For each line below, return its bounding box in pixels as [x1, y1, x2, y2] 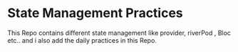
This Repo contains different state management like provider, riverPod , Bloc [7, 28, 232, 37]
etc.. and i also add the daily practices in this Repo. [7, 36, 157, 44]
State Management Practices [7, 5, 183, 21]
